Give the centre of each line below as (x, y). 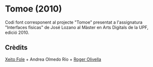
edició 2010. (17, 32)
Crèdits (16, 47)
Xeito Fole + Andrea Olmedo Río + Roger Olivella (53, 59)
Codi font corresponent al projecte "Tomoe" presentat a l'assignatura (74, 22)
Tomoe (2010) (34, 9)
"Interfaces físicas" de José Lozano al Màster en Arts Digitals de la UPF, (77, 27)
